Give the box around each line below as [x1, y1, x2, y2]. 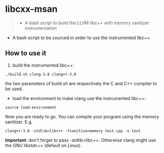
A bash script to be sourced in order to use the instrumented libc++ [12, 35, 150, 41]
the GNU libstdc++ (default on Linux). [5, 142, 82, 148]
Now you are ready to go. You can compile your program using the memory [5, 113, 160, 119]
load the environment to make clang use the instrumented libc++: [12, 95, 146, 101]
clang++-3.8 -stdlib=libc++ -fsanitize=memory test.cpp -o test [5, 128, 141, 133]
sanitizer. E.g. [5, 119, 33, 125]
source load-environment [5, 105, 56, 110]
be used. [5, 86, 23, 92]
